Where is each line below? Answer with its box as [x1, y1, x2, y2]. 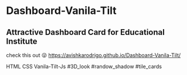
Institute [6, 36, 38, 46]
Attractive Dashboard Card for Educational [6, 27, 165, 37]
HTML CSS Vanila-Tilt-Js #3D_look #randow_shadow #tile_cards [6, 63, 162, 70]
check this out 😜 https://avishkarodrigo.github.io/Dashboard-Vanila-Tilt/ [6, 52, 181, 59]
